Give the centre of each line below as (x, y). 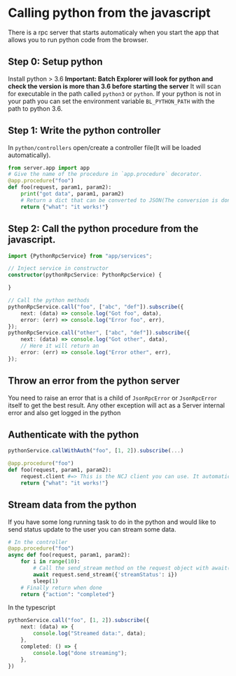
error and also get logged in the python (64, 412)
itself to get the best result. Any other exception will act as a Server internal (116, 405)
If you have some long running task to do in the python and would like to (112, 522)
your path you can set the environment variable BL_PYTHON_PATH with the (111, 101)
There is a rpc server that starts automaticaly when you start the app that (113, 32)
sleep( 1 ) (46, 581)
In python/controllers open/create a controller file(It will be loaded (105, 147)
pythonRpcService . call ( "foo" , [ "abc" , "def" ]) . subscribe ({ (96, 306)
